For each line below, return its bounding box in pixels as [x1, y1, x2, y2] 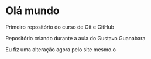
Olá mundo [5, 4, 60, 18]
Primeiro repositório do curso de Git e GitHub [5, 23, 115, 30]
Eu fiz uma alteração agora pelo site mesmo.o [5, 46, 116, 53]
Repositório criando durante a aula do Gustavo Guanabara [5, 34, 146, 41]
